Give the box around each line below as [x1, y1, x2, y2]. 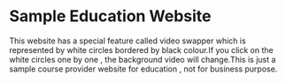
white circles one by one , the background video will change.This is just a [9, 54, 276, 64]
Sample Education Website [9, 6, 212, 26]
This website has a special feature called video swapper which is [9, 35, 246, 46]
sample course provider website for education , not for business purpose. [9, 64, 278, 74]
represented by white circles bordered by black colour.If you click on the [9, 44, 274, 55]
